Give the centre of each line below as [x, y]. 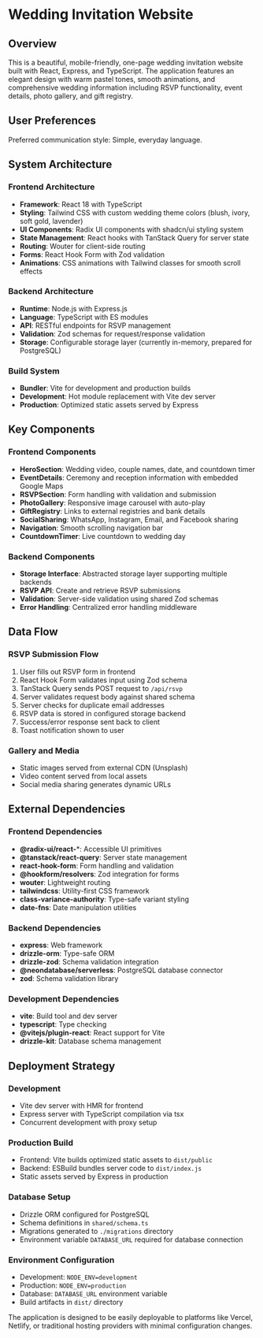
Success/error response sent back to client [89, 722]
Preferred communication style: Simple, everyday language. [105, 139]
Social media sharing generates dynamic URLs [95, 785]
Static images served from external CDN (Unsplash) [104, 768]
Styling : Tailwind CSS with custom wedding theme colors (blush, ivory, [135, 212]
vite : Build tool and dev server [69, 1016]
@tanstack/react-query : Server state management [103, 857]
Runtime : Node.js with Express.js [73, 308]
